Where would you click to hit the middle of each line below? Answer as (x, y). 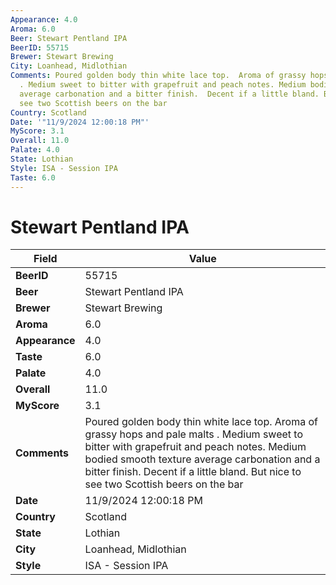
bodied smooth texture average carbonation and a (202, 459)
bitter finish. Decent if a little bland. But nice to (193, 472)
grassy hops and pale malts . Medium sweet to (194, 434)
